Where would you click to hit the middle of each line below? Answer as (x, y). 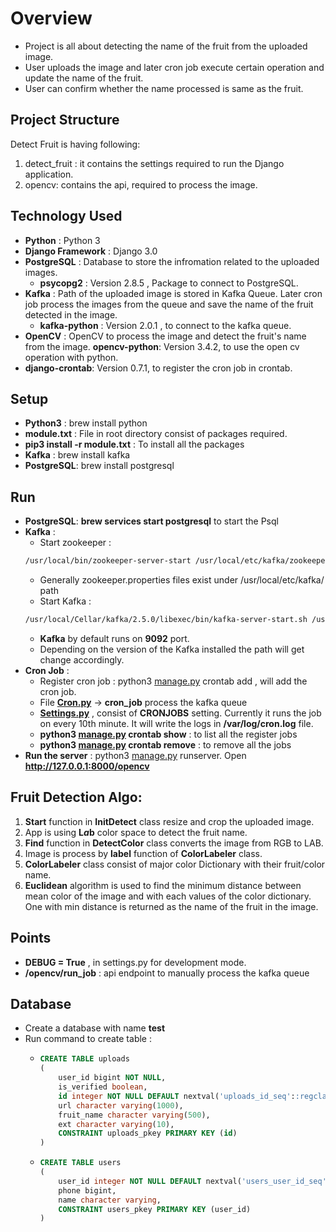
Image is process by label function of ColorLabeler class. (143, 853)
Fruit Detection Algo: (76, 797)
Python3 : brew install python (86, 423)
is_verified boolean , (103, 1087)
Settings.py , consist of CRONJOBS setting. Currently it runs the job (180, 713)
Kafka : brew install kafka (77, 455)
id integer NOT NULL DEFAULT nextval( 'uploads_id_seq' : (177, 1096)
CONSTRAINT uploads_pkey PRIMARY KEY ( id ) (148, 1133)
